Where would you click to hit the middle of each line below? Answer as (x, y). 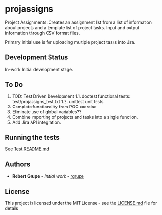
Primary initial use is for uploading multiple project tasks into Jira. (70, 42)
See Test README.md (27, 149)
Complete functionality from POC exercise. (55, 107)
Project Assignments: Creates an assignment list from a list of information (78, 22)
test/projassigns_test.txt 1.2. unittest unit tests (58, 101)
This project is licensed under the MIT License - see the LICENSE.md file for (81, 203)
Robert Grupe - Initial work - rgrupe (48, 176)
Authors (18, 164)
